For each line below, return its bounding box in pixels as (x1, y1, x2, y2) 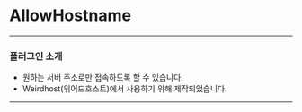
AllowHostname (9, 5, 132, 26)
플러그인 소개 (9, 50, 63, 63)
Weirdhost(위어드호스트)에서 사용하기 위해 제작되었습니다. (22, 83, 227, 94)
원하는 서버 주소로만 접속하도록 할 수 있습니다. (22, 73, 184, 83)
